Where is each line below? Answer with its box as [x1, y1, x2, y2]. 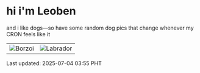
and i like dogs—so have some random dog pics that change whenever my [6, 24, 194, 31]
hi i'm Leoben [6, 4, 76, 18]
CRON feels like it [6, 30, 51, 37]
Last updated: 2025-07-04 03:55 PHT [6, 59, 102, 67]
